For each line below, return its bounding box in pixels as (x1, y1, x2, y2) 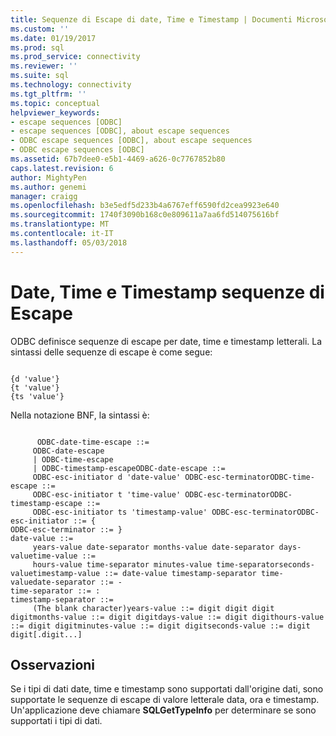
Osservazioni (10, 656, 96, 673)
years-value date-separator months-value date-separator (32, 542, 275, 552)
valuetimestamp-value (10, 568, 101, 578)
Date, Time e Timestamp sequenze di (10, 281, 325, 303)
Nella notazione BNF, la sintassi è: (10, 409, 150, 421)
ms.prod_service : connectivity (10, 52, 141, 62)
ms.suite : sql (10, 71, 70, 81)
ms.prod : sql (10, 42, 65, 53)
